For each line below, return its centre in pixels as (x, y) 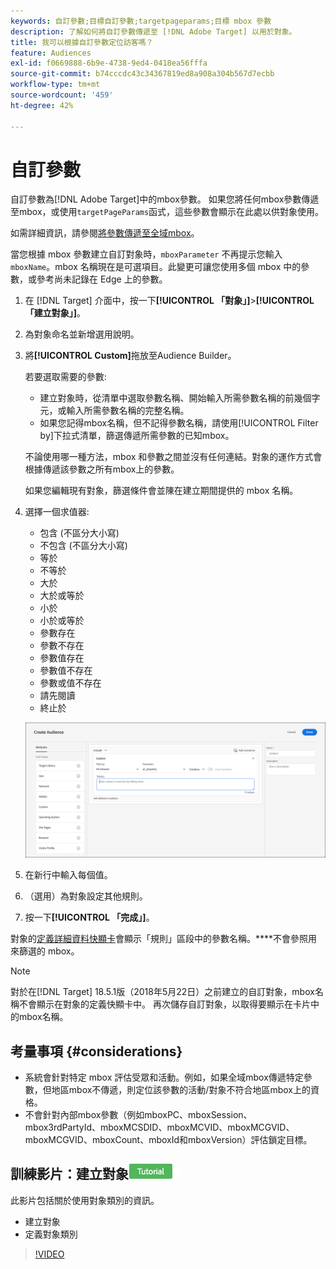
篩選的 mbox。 (49, 951)
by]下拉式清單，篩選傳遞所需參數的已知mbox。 (137, 436)
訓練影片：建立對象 (69, 1174)
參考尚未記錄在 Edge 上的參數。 (102, 279)
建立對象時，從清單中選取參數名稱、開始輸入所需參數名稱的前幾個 (175, 398)
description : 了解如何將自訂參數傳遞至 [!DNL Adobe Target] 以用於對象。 (153, 31)
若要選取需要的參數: (65, 377)
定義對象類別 (51, 1234)
